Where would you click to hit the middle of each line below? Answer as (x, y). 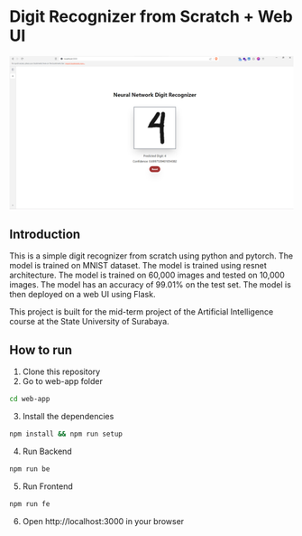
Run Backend (47, 451)
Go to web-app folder (63, 381)
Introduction (45, 235)
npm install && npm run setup (66, 434)
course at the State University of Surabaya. (89, 322)
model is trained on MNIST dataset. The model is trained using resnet (138, 266)
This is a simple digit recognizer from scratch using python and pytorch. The (151, 256)
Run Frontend (48, 486)
